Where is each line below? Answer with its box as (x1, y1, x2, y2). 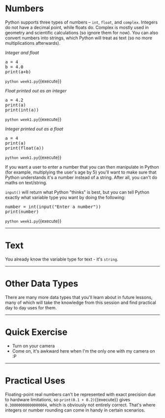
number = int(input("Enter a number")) (5, 204, 101, 209)
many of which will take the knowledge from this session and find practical (5, 299, 156, 305)
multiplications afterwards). (5, 40, 60, 46)
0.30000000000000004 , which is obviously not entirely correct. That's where (5, 402, 156, 408)
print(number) (5, 209, 39, 214)
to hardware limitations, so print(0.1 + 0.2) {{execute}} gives (5, 396, 131, 402)
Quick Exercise (5, 327, 68, 337)
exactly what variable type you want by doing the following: (5, 194, 126, 200)
